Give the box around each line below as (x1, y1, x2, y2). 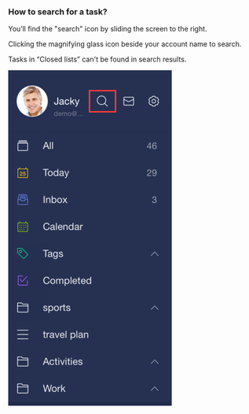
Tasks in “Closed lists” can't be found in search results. (8, 54, 187, 65)
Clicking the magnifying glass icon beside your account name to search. (8, 39, 242, 49)
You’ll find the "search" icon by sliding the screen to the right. (8, 24, 207, 34)
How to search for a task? (8, 6, 108, 17)
